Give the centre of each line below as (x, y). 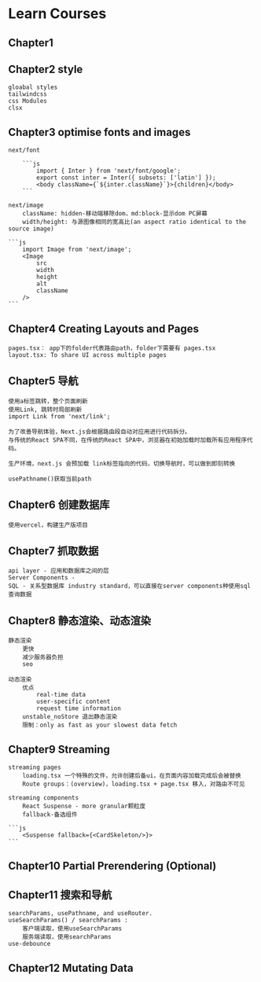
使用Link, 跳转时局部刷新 (45, 410)
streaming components (44, 798)
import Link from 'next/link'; (59, 416)
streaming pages (35, 767)
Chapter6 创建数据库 (59, 505)
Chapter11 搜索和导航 (60, 894)
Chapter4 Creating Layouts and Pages (103, 328)
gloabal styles (33, 87)
